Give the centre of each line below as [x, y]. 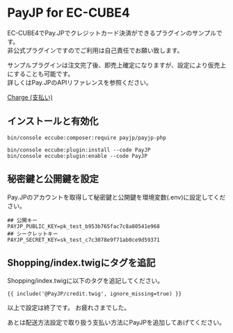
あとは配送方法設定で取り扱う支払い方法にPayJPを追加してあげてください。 [116, 323]
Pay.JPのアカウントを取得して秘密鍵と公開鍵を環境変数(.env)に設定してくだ [116, 197]
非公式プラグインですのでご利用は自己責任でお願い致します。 [95, 50]
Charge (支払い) [30, 97]
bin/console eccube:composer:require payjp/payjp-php [87, 138]
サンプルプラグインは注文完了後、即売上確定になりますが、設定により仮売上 [117, 65]
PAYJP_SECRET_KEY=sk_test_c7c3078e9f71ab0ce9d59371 [83, 240]
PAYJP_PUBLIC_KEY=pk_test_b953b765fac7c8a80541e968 [83, 226]
